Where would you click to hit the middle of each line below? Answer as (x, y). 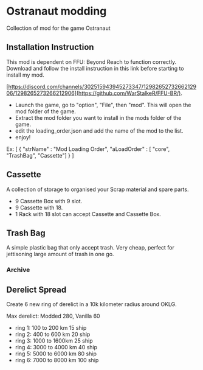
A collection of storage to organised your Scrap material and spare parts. (98, 189)
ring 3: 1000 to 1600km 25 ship (54, 341)
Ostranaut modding (57, 11)
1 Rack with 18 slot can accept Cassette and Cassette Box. (88, 214)
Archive (18, 270)
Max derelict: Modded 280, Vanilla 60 (53, 316)
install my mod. (25, 75)
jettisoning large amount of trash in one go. (60, 254)
